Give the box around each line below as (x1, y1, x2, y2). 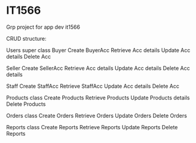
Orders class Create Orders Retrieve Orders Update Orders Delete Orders (6, 112, 187, 119)
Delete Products (6, 100, 46, 108)
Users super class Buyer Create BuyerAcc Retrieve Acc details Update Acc (6, 46, 191, 54)
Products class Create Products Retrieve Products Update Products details (6, 94, 190, 101)
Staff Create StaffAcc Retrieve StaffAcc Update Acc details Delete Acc (6, 82, 179, 90)
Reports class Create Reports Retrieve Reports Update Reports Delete (6, 123, 178, 130)
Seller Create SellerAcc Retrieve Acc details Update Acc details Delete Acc (6, 64, 190, 72)
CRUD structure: (6, 35, 47, 42)
